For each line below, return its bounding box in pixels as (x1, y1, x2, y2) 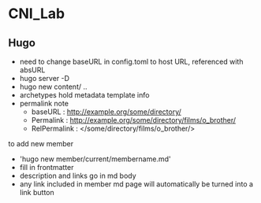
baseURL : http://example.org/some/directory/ (31, 107, 181, 116)
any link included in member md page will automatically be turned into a (19, 179, 254, 189)
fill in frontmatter (19, 163, 74, 172)
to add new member (8, 139, 73, 148)
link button (19, 188, 55, 197)
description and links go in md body (19, 171, 136, 180)
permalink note (19, 99, 69, 108)
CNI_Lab (8, 5, 65, 23)
